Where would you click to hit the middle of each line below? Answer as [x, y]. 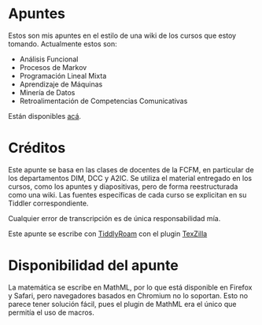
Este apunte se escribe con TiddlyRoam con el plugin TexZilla [108, 234]
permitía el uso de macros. [51, 312]
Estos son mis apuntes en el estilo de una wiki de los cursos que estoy [122, 35]
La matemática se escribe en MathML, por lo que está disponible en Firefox [130, 287]
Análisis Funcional [49, 59]
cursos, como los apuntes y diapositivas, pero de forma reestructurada [123, 187]
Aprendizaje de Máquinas [61, 84]
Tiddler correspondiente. [48, 203]
